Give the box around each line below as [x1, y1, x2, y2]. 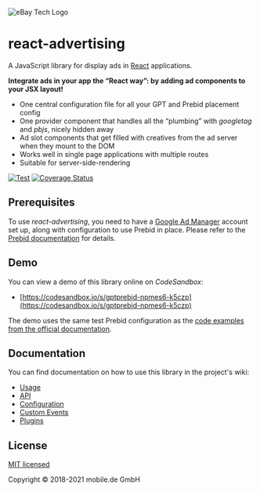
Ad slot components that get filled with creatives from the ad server [19, 133, 238, 142]
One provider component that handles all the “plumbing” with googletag [19, 116, 252, 126]
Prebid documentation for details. [8, 233, 116, 242]
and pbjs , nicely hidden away [19, 124, 114, 133]
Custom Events [19, 408, 69, 417]
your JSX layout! [8, 84, 64, 93]
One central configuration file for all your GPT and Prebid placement [19, 99, 240, 109]
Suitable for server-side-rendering [19, 158, 131, 167]
